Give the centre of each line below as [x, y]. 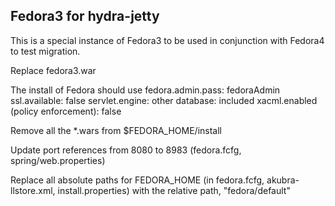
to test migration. [45, 51]
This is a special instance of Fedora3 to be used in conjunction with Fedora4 [167, 40]
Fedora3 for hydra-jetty [85, 16]
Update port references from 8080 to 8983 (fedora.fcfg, [126, 150]
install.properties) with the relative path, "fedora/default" [174, 190]
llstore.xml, [33, 190]
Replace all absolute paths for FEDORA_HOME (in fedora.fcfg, [137, 180]
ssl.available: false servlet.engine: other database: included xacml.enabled [164, 100]
